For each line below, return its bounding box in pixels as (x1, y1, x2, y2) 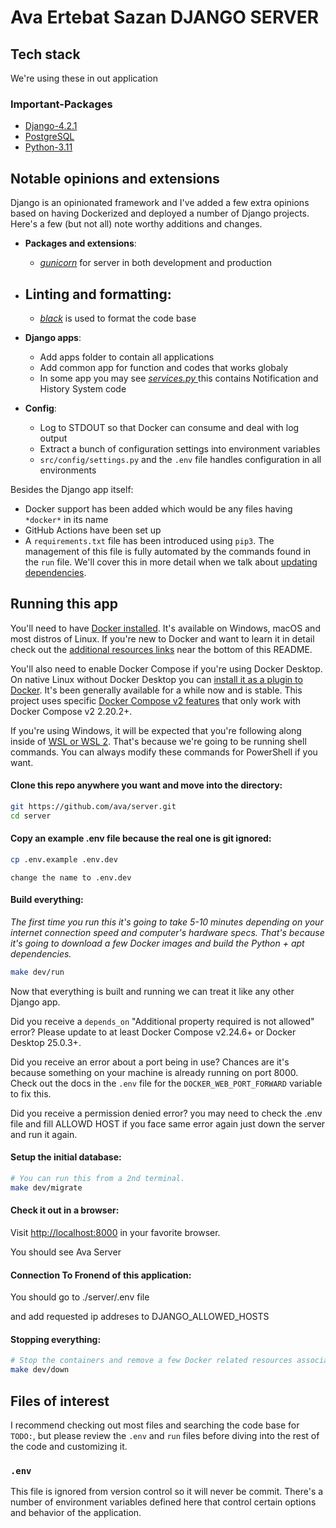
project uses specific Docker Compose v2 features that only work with (10, 694, 302, 706)
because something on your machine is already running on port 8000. (10, 1066, 299, 1078)
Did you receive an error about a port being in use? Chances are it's (10, 1056, 290, 1068)
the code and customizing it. (10, 1440, 128, 1452)
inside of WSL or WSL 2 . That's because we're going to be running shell (10, 735, 307, 747)
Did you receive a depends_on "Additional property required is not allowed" (10, 1015, 315, 1027)
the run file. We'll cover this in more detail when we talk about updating (24, 556, 318, 568)
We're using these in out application (10, 72, 158, 84)
